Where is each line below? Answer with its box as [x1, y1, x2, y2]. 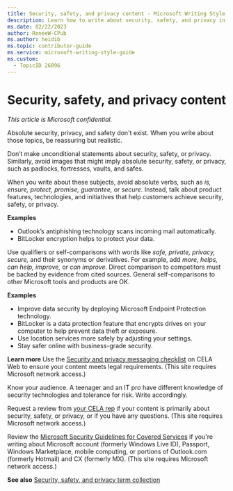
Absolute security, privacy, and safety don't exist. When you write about [7, 128, 214, 137]
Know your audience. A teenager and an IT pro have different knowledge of [7, 383, 224, 391]
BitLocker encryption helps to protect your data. [17, 234, 155, 242]
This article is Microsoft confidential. [7, 115, 113, 123]
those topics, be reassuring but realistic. [7, 136, 123, 144]
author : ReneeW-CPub [7, 29, 67, 37]
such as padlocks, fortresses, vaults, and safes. [7, 164, 144, 173]
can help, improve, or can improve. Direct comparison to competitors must [7, 263, 221, 271]
